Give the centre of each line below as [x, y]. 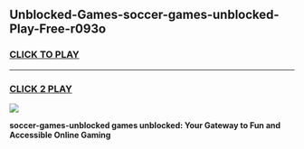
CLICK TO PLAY [44, 55]
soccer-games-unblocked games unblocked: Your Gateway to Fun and [145, 125]
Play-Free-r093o [58, 29]
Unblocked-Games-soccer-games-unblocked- [144, 15]
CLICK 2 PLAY [41, 88]
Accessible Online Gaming [60, 135]
